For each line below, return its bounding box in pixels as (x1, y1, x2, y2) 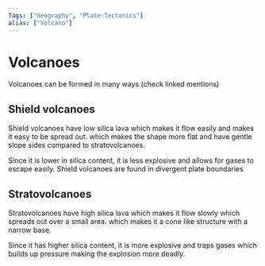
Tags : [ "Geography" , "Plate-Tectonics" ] (8, 11, 144, 20)
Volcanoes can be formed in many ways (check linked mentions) (8, 79, 220, 89)
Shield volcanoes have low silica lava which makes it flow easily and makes (8, 124, 255, 133)
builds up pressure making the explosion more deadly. (8, 249, 186, 259)
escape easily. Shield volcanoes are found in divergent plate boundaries (8, 164, 244, 174)
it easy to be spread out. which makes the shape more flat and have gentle (8, 132, 252, 141)
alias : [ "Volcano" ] (8, 19, 73, 27)
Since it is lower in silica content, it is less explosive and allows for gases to (8, 156, 254, 165)
